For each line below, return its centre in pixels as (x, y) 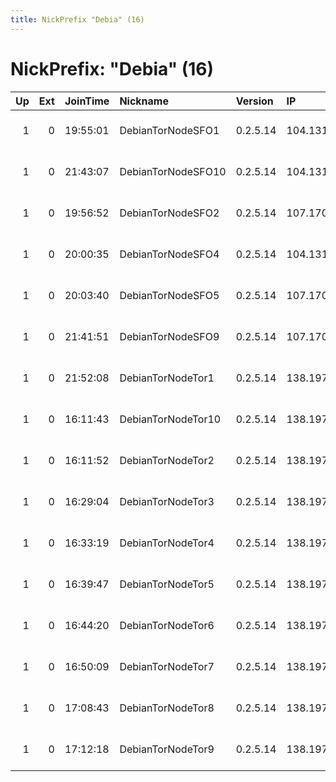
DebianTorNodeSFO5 (169, 295)
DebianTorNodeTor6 (167, 625)
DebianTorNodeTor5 (167, 584)
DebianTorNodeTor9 (167, 749)
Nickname (144, 101)
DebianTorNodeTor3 (167, 501)
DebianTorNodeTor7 (167, 666)
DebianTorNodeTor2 (167, 460)
